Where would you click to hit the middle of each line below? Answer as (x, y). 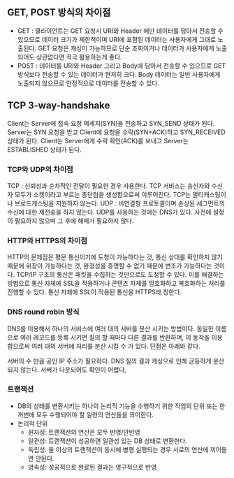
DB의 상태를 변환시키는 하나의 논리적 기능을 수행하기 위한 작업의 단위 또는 (117, 406)
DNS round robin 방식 (43, 312)
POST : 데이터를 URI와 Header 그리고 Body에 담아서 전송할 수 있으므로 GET (122, 66)
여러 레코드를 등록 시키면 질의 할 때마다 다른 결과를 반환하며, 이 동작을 (115, 337)
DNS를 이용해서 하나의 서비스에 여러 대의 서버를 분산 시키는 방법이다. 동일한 (111, 328)
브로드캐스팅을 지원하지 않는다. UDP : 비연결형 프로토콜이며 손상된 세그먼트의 (120, 203)
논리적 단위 (32, 423)
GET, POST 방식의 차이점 (59, 13)
